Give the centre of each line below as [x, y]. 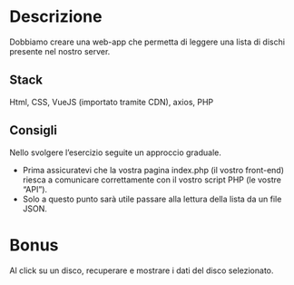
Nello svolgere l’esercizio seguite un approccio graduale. [116, 152]
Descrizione [56, 17]
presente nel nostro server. [60, 51]
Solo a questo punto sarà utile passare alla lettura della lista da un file [152, 199]
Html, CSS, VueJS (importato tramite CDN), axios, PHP [112, 102]
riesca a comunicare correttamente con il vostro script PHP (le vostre [152, 180]
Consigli [33, 130]
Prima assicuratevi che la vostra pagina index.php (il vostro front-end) [153, 170]
